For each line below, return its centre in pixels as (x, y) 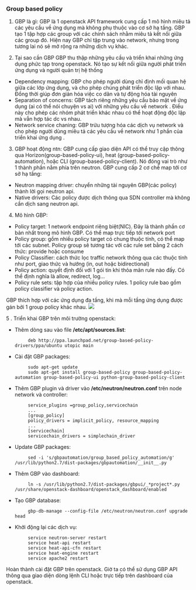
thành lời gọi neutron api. (44, 192)
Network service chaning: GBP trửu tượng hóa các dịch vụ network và (99, 125)
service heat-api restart (59, 543)
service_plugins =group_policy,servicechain (83, 405)
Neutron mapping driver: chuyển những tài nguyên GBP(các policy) (96, 185)
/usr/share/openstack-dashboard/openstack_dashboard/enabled (91, 490)
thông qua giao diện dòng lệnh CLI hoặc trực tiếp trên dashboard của (90, 575)
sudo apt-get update (53, 367)
